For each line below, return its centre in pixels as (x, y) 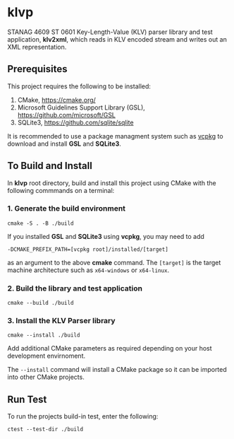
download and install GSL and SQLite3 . (64, 144)
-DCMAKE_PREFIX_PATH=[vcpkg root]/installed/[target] (88, 249)
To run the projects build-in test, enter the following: (83, 416)
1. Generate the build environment (66, 209)
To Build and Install (50, 166)
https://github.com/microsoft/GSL (67, 115)
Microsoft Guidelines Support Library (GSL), (81, 107)
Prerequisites (37, 69)
